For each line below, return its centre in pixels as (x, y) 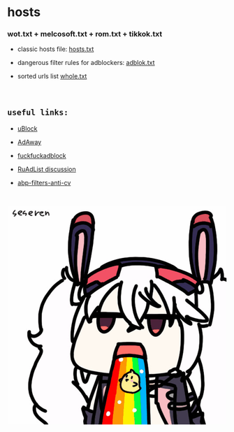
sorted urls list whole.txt (52, 76)
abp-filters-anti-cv (44, 183)
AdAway (29, 142)
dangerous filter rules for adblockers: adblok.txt (86, 63)
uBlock (27, 129)
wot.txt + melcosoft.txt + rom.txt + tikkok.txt (85, 34)
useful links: (38, 112)
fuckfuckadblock (42, 156)
